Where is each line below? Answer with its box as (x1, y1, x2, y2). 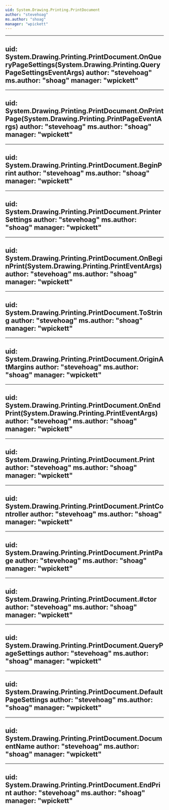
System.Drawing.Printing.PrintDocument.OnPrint (5, 107, 164, 116)
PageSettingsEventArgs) (5, 68, 84, 77)
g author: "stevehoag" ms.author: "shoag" (5, 316, 143, 325)
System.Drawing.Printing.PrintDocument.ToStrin (5, 308, 162, 317)
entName (5, 742, 35, 751)
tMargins (5, 363, 34, 371)
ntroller (5, 510, 29, 518)
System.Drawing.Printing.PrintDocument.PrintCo (5, 502, 164, 510)
